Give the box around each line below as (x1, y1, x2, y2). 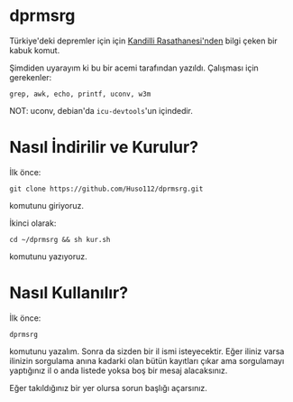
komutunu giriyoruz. (9, 200, 84, 210)
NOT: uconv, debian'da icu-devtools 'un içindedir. (9, 105, 194, 116)
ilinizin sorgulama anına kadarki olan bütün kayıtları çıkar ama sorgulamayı (9, 355, 285, 366)
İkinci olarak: (9, 218, 57, 229)
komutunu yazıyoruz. (9, 250, 87, 262)
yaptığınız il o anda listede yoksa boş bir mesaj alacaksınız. (9, 365, 228, 376)
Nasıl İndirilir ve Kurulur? (9, 137, 199, 158)
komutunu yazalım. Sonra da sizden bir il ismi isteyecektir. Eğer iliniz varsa (9, 345, 285, 357)
